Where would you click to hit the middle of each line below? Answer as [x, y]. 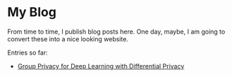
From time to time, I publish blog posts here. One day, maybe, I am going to [116, 31]
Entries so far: [28, 52]
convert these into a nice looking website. [68, 38]
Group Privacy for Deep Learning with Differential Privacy [101, 66]
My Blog [32, 12]
